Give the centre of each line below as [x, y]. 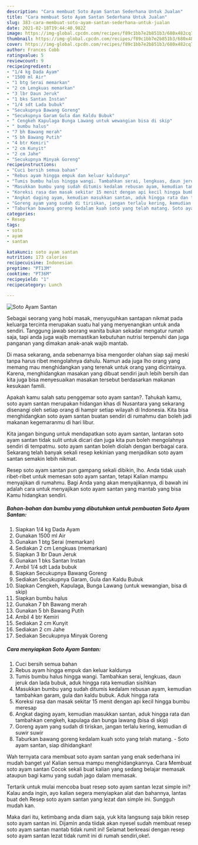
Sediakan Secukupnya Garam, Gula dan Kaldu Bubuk [79, 580]
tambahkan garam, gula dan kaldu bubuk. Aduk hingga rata [87, 696]
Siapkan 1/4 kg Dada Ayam [47, 530]
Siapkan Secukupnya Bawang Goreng [61, 573]
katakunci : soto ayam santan [42, 252]
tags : [13, 225]
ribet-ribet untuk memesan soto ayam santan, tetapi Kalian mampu [87, 476]
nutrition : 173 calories [37, 257]
